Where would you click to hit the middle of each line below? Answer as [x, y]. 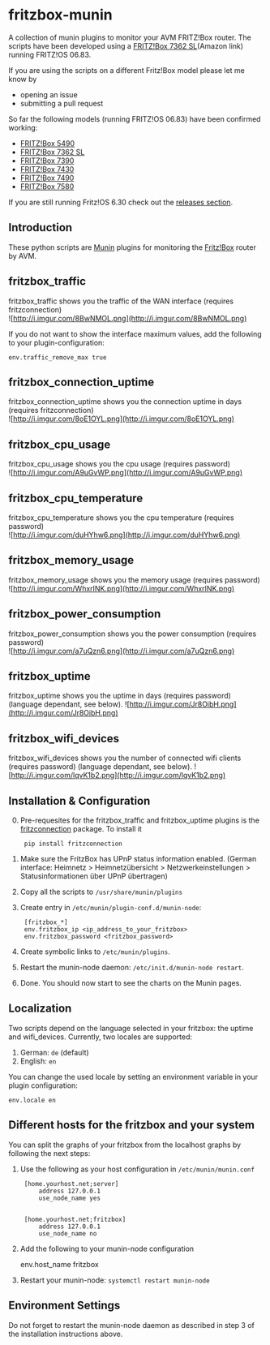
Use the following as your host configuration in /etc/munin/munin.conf [137, 1169]
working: [23, 127]
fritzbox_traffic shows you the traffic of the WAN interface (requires [121, 301]
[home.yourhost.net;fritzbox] [75, 1219]
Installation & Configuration [79, 801]
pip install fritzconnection [73, 844]
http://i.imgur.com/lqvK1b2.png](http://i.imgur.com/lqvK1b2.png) [118, 776]
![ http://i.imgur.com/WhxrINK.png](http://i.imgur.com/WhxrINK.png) [122, 588]
